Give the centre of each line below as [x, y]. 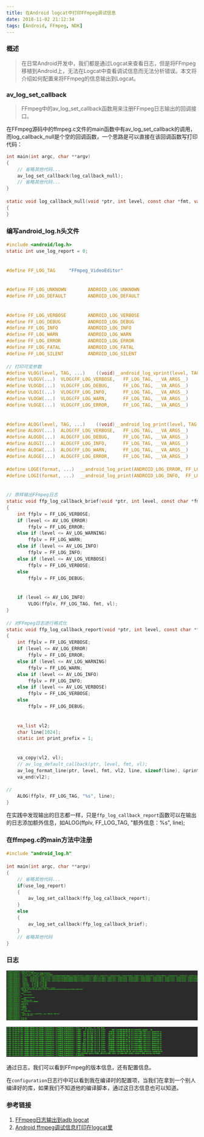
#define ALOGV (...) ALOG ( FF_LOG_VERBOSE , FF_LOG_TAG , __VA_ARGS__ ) [97, 431]
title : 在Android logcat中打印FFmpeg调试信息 [61, 13]
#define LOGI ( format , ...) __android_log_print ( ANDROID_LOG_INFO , [93, 475]
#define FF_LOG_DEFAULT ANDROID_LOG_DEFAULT [73, 296]
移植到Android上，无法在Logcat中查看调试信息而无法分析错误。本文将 [109, 71]
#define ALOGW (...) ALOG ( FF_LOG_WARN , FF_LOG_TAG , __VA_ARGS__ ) [97, 450]
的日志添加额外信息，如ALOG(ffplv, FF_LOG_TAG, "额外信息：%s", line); [96, 823]
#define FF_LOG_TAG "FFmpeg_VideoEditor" [65, 271]
